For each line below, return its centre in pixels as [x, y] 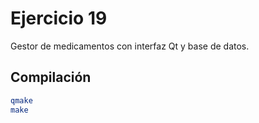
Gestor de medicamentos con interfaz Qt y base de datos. [130, 46]
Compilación [51, 77]
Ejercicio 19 [59, 18]
